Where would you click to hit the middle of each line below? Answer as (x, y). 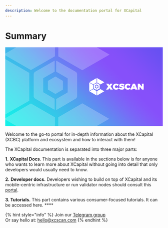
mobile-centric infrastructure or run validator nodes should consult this (78, 184)
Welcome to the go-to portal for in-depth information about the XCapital (79, 134)
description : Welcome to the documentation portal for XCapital (73, 11)
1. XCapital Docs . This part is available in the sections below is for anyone (81, 159)
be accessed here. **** (29, 205)
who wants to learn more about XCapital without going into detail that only (81, 164)
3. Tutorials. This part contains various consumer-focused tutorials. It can (81, 199)
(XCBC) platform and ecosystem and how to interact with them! (70, 139)
